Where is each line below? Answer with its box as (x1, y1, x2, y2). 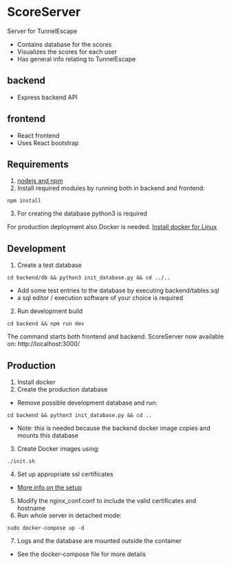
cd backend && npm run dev (7, 321, 85, 328)
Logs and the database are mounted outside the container (16, 537, 182, 544)
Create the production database (16, 385, 108, 393)
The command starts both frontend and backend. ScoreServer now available (7, 332, 224, 341)
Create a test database (16, 261, 82, 269)
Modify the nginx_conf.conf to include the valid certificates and (16, 497, 197, 504)
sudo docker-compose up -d (7, 524, 85, 531)
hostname (16, 504, 46, 512)
